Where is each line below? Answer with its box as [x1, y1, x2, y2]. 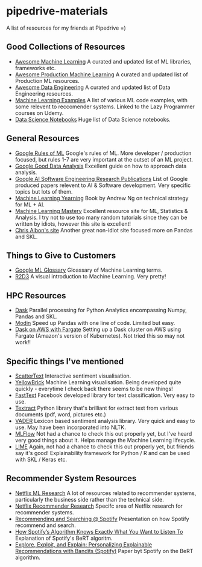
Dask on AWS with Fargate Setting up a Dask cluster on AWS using [14, 326, 181, 333]
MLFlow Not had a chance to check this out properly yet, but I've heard [14, 430, 192, 437]
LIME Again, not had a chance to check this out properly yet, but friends [14, 443, 194, 450]
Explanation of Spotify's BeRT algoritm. [14, 534, 113, 542]
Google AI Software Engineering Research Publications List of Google [14, 175, 188, 182]
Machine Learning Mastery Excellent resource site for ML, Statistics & [14, 207, 188, 214]
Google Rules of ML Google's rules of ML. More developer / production [14, 149, 192, 157]
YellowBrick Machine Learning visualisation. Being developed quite [14, 379, 181, 385]
